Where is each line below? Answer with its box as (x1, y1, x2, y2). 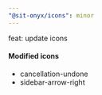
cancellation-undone (19, 69, 88, 78)
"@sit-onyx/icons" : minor (8, 11, 94, 20)
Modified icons (8, 51, 60, 61)
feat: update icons (8, 33, 68, 43)
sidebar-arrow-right (19, 77, 85, 87)
